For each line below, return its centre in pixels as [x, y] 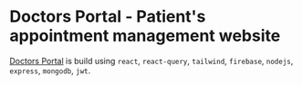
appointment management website [145, 36]
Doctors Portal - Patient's [108, 17]
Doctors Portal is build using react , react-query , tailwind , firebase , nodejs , [151, 61]
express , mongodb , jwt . [50, 71]
